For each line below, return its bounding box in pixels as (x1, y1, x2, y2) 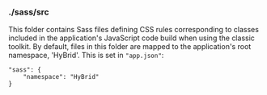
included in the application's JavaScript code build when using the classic (8, 33, 255, 43)
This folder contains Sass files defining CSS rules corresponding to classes (8, 25, 259, 35)
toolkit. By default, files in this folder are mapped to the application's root (8, 42, 252, 52)
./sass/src (8, 6, 50, 18)
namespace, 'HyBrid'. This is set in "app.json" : (8, 51, 164, 60)
